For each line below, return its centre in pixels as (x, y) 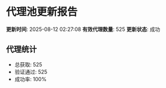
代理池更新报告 (42, 12)
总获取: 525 (28, 64)
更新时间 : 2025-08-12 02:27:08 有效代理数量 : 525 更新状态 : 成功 (83, 29)
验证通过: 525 (31, 72)
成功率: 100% (30, 79)
